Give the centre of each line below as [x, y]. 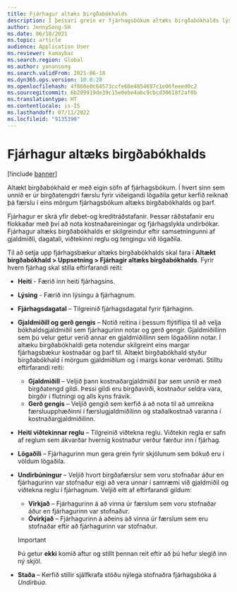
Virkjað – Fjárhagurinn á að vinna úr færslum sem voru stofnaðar [122, 504]
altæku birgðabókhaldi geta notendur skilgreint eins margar [104, 344]
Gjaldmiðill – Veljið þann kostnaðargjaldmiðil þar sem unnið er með [125, 381]
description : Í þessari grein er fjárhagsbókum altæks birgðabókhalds [113, 21]
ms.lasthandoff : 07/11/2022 [49, 112]
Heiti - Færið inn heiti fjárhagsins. [66, 281]
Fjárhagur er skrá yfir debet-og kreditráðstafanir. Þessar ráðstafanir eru [111, 216]
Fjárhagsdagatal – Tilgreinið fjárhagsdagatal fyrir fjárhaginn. [105, 308]
